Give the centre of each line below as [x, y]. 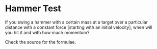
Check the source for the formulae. [40, 42]
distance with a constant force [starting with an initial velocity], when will [78, 27]
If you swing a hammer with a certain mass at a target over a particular [77, 22]
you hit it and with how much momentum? [47, 32]
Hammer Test [33, 9]
